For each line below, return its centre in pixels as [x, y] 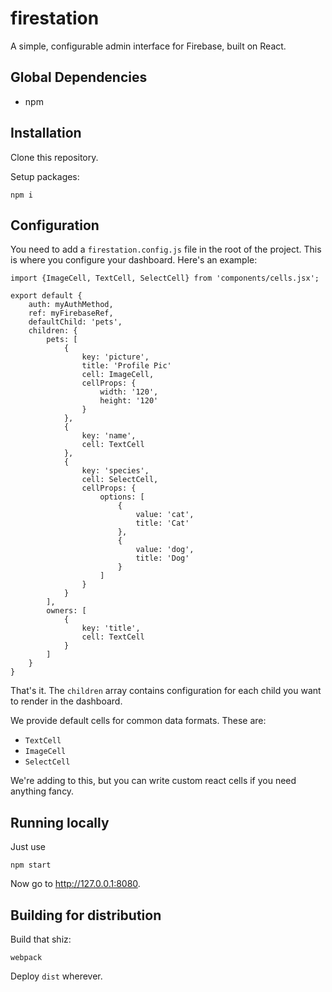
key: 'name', [109, 436]
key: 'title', [111, 628]
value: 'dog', [165, 550]
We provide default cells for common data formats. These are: [138, 721]
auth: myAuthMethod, [71, 305]
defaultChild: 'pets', [75, 322]
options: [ [122, 497]
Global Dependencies [79, 77]
